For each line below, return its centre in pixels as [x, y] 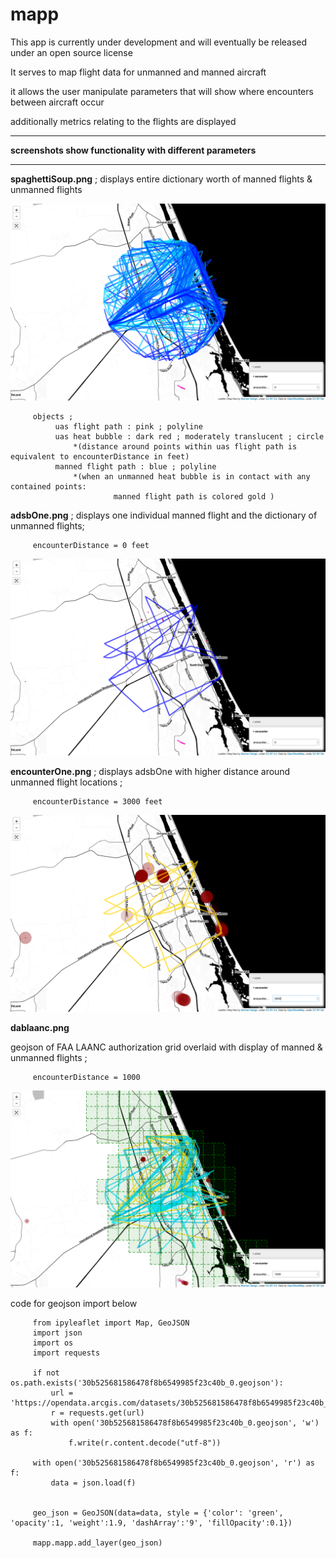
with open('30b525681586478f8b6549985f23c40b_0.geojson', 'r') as [173, 1463]
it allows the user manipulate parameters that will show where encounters [162, 91]
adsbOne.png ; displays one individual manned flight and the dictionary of [164, 515]
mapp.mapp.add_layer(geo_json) [97, 1543]
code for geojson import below [74, 1303]
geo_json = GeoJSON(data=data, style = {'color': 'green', [158, 1513]
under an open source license [71, 52]
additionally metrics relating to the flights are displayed [123, 121]
